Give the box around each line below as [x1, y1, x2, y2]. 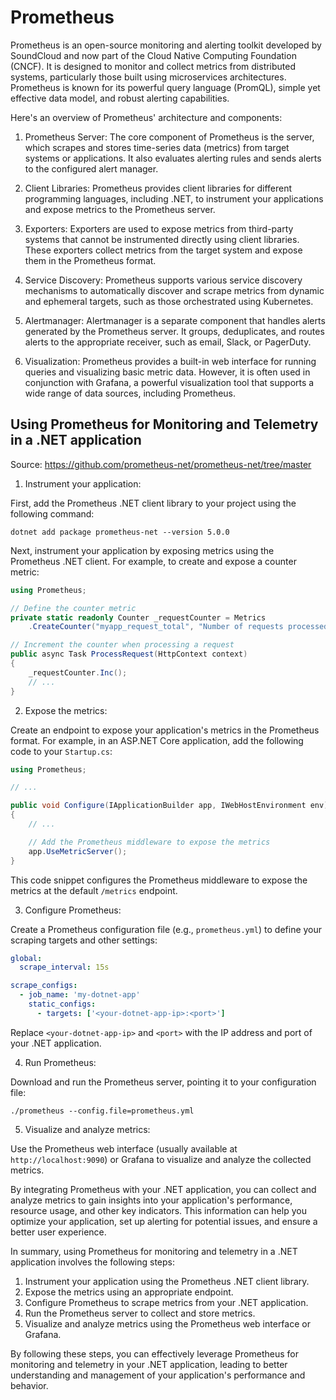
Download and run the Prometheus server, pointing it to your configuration [10, 1076, 317, 1088]
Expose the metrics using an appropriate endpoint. [24, 1286, 234, 1298]
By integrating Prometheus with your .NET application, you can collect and [10, 1183, 317, 1195]
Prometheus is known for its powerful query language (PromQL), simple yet [10, 81, 321, 93]
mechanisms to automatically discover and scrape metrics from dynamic [24, 284, 325, 296]
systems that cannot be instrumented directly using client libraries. [24, 233, 300, 245]
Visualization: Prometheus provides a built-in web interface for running [24, 355, 317, 367]
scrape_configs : [10, 981, 78, 991]
